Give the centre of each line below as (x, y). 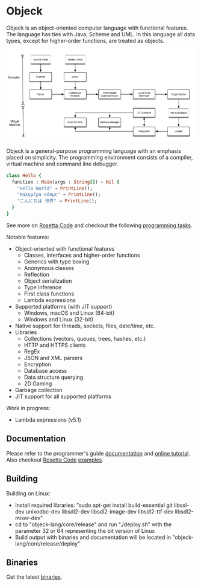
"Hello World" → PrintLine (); (55, 188)
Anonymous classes (49, 268)
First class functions (49, 294)
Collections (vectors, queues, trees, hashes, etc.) (85, 338)
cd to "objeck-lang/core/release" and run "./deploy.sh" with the (93, 524)
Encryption (37, 364)
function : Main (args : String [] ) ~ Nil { (66, 182)
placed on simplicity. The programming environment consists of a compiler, (100, 157)
